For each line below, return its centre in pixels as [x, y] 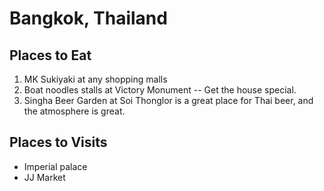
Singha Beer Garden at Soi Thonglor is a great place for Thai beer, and [168, 100]
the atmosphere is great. [74, 111]
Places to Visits [58, 142]
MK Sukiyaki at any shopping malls [95, 79]
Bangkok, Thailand [88, 18]
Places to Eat [50, 55]
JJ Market [44, 177]
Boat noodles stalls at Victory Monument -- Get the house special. [160, 90]
